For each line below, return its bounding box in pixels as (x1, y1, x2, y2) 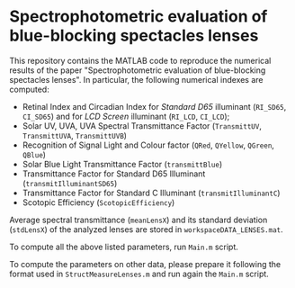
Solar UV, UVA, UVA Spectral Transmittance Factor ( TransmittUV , (22, 120, 263, 131)
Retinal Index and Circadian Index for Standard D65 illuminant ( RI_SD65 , (22, 101, 287, 112)
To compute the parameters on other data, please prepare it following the (9, 258, 282, 269)
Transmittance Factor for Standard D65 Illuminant (22, 168, 206, 179)
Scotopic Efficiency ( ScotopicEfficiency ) (22, 196, 175, 208)
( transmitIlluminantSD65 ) (22, 177, 118, 188)
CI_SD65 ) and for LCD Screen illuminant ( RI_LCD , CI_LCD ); (22, 111, 230, 121)
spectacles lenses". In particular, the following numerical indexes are (9, 74, 264, 85)
